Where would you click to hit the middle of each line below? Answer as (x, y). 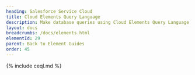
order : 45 (18, 49)
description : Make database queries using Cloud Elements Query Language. (99, 22)
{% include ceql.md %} (34, 66)
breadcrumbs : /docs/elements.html (48, 33)
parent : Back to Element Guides (45, 44)
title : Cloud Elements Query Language (53, 17)
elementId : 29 (23, 38)
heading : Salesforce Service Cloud (49, 11)
